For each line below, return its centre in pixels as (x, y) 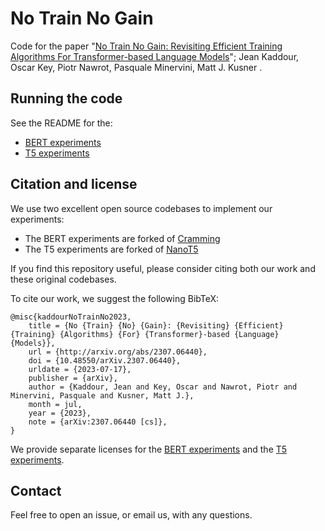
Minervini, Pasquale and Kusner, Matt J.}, (102, 395)
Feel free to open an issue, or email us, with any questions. (131, 515)
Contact (36, 490)
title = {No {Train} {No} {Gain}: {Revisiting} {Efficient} (156, 325)
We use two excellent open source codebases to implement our (141, 208)
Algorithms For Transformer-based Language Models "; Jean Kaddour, (155, 56)
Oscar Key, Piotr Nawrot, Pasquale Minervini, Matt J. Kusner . (136, 67)
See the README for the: (61, 123)
